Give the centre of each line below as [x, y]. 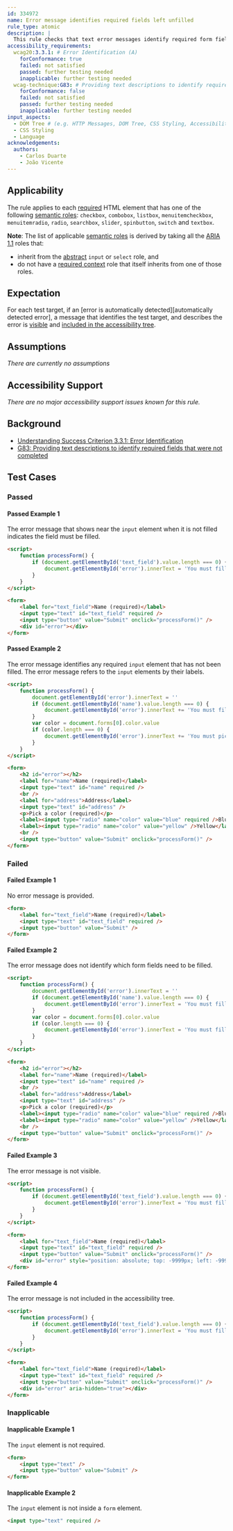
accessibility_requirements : [49, 46]
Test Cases [32, 477]
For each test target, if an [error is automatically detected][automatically [110, 310]
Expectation [34, 293]
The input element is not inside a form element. [75, 1508]
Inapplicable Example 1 [41, 1429]
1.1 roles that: [25, 243]
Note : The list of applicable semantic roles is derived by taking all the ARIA [114, 236]
